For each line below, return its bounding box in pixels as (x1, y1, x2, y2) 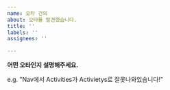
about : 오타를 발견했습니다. (7, 16, 77, 23)
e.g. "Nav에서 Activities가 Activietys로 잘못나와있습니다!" (7, 76, 163, 84)
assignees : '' (7, 35, 48, 42)
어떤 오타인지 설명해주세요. (7, 61, 79, 69)
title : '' (7, 22, 36, 29)
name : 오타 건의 (7, 10, 48, 17)
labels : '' (7, 29, 38, 36)
